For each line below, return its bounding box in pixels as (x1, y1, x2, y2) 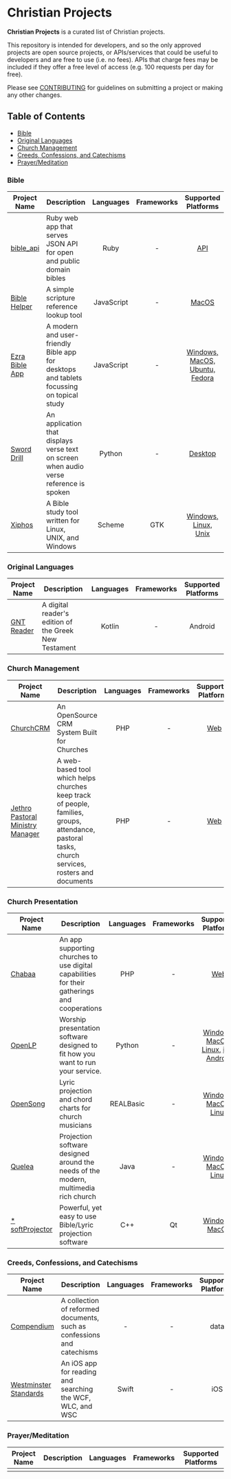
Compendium (10, 1322, 55, 1331)
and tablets (45, 373, 82, 383)
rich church (59, 1192, 96, 1201)
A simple (45, 285, 74, 294)
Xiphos (10, 521, 34, 530)
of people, (56, 799, 90, 809)
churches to (59, 952, 98, 961)
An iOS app (60, 1359, 98, 1368)
